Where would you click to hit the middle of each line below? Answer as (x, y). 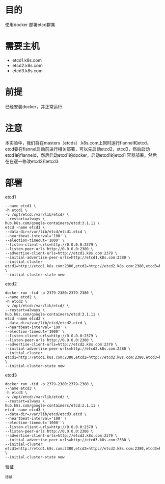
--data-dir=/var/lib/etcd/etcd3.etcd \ (46, 414)
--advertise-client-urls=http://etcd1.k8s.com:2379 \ (61, 253)
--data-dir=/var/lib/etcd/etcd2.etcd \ (46, 323)
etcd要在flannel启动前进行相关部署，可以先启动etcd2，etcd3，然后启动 (78, 149)
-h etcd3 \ (16, 393)
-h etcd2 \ (16, 301)
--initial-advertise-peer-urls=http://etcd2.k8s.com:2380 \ (68, 349)
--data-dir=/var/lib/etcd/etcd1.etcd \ (46, 231)
